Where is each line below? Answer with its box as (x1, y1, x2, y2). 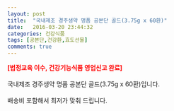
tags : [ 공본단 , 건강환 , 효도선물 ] (7, 37, 88, 44)
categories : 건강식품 (7, 30, 65, 37)
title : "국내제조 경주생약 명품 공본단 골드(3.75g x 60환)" (7, 17, 168, 24)
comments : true (7, 43, 52, 50)
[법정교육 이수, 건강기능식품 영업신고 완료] (7, 64, 122, 71)
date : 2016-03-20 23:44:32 (7, 23, 93, 30)
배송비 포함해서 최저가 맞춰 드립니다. (7, 96, 108, 105)
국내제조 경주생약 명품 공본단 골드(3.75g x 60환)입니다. (7, 80, 161, 88)
